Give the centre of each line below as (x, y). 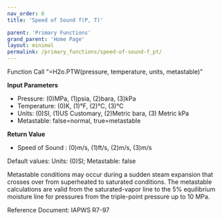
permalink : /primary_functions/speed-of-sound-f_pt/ (85, 52)
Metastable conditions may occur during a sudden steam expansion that (110, 175)
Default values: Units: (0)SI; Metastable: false (72, 161)
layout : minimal (30, 46)
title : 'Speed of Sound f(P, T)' (55, 20)
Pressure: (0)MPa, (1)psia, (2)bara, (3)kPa (76, 99)
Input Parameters (33, 85)
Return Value (26, 134)
